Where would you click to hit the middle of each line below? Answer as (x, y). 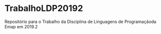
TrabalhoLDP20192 (44, 8)
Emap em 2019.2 (21, 26)
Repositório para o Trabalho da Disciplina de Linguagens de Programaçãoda (80, 22)
